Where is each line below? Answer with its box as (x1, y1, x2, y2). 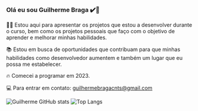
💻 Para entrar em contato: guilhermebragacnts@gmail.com (6, 84, 153, 91)
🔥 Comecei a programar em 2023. (6, 72, 91, 80)
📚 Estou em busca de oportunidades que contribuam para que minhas (6, 46, 181, 53)
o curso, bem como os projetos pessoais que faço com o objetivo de (6, 28, 175, 35)
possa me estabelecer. (6, 61, 62, 68)
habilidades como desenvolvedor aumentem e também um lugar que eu (6, 55, 183, 62)
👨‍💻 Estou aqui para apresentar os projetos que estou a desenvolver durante (6, 21, 193, 28)
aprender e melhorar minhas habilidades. (6, 34, 107, 41)
